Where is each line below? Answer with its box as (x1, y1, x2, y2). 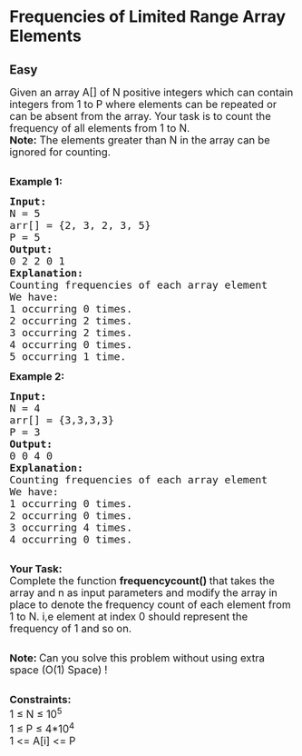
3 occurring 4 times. (9, 521, 133, 533)
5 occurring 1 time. (9, 350, 127, 363)
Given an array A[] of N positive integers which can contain (9, 86, 294, 99)
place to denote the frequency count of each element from (9, 598, 292, 611)
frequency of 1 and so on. (9, 622, 132, 635)
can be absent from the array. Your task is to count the (9, 110, 272, 123)
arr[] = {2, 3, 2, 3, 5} (9, 219, 151, 232)
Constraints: (9, 693, 72, 706)
